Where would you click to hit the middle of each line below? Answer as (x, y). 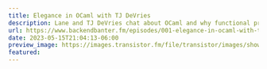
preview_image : (33, 45)
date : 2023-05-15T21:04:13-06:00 (64, 38)
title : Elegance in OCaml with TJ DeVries (79, 15)
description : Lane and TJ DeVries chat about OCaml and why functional (129, 23)
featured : (25, 52)
